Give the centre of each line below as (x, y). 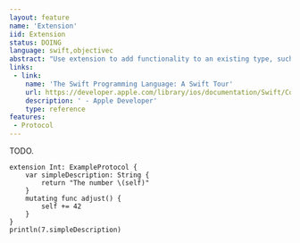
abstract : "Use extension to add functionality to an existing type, (142, 59)
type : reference (56, 109)
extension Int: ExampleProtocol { (74, 167)
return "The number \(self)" (96, 183)
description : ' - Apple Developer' (92, 101)
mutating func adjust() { (74, 198)
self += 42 (62, 206)
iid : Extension (37, 34)
